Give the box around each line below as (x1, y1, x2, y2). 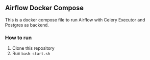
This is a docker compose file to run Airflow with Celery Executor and (5, 17, 146, 22)
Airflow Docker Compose (5, 4, 84, 12)
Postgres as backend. (5, 22, 49, 28)
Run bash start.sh (12, 51, 50, 57)
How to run (5, 34, 32, 41)
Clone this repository (12, 45, 55, 51)
